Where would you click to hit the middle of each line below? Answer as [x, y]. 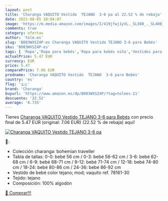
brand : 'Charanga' [24, 89]
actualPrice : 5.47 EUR [29, 56]
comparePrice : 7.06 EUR [30, 70]
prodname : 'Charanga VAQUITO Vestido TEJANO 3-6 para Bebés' [72, 75]
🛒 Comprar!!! [18, 193]
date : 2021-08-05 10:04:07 [33, 19]
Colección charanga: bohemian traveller [53, 151]
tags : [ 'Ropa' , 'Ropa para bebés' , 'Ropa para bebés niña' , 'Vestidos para [84, 51]
